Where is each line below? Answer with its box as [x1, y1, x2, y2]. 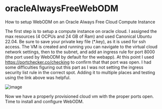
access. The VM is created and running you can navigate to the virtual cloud [5, 44, 158, 49]
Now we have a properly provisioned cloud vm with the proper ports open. [5, 93, 154, 99]
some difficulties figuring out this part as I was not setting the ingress [5, 64, 144, 70]
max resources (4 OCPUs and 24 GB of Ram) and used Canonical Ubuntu [5, 33, 152, 39]
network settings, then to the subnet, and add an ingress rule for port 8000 [5, 49, 155, 55]
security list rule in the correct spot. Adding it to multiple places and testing [5, 69, 155, 75]
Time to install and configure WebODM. [5, 98, 84, 104]
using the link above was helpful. [5, 75, 71, 80]
